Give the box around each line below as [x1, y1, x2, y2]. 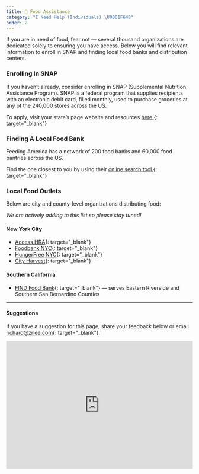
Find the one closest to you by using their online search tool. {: [6, 165, 158, 172]
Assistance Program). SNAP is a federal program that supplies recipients [6, 89, 184, 97]
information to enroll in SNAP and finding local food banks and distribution [6, 49, 188, 56]
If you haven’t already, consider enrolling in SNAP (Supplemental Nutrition [6, 83, 187, 90]
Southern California [6, 271, 56, 278]
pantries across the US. [6, 154, 64, 161]
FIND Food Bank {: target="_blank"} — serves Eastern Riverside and [14, 284, 179, 291]
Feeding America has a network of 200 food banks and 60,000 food [6, 148, 173, 155]
